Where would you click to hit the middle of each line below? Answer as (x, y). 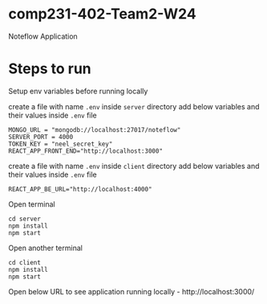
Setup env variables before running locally (78, 91)
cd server (25, 219)
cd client (25, 262)
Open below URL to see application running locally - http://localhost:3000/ (131, 291)
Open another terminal (45, 248)
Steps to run (50, 69)
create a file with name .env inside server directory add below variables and (134, 106)
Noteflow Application (43, 36)
